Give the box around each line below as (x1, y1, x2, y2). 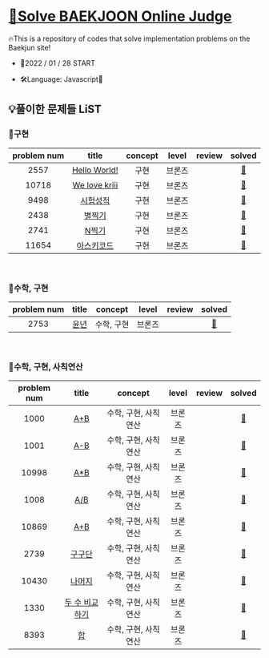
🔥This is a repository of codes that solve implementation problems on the (8, 34, 251, 43)
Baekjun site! (8, 42, 51, 52)
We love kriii (72, 180, 118, 191)
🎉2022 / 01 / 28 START (19, 58, 96, 67)
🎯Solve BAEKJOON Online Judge (8, 7, 232, 26)
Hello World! (71, 164, 118, 176)
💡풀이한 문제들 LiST (8, 103, 102, 116)
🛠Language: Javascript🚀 (19, 74, 103, 83)
